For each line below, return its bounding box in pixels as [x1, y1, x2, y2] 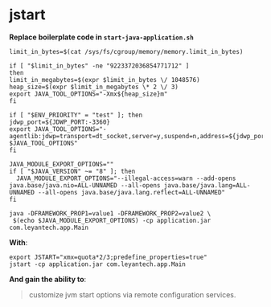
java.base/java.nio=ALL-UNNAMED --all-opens [9, 181, 161, 190]
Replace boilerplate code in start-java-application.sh [9, 32, 194, 42]
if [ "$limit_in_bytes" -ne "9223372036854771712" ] [9, 62, 190, 70]
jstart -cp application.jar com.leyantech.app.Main [9, 260, 186, 268]
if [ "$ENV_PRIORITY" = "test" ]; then [9, 111, 143, 119]
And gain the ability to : [9, 274, 87, 284]
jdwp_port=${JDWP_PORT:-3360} [9, 118, 111, 126]
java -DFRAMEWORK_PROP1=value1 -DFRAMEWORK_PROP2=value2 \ [9, 209, 211, 218]
